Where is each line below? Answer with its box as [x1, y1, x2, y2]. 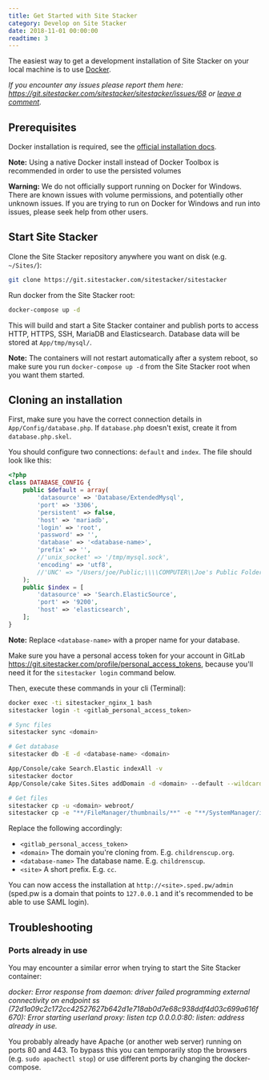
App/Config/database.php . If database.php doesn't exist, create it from [8, 423, 238, 433]
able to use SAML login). [8, 897, 90, 907]
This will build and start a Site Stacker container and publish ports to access [8, 320, 259, 330]
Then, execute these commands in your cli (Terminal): [8, 683, 187, 693]
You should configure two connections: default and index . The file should [8, 447, 252, 457]
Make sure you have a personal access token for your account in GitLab [8, 650, 246, 660]
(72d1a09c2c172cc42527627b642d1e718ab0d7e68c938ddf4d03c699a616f [8, 1005, 259, 1013]
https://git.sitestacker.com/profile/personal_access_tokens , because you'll [8, 659, 254, 669]
